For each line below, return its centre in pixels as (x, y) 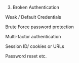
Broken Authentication (36, 7)
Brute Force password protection (40, 27)
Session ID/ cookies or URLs (35, 46)
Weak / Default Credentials (33, 17)
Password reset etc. (26, 56)
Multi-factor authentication (33, 37)
